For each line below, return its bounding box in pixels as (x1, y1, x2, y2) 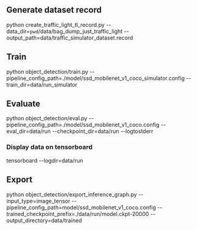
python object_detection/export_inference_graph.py (6, 190, 138, 198)
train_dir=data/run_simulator (6, 81, 78, 88)
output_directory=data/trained (6, 217, 83, 224)
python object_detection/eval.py (6, 115, 87, 122)
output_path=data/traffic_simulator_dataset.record (6, 34, 133, 41)
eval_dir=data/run (6, 128, 51, 135)
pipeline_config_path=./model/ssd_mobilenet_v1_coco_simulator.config (6, 74, 185, 82)
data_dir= (6, 27, 31, 35)
